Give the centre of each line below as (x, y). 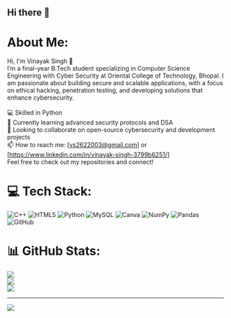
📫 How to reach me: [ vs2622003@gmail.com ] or (77, 145)
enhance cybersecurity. (41, 98)
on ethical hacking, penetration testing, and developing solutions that (105, 91)
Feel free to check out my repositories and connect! (80, 162)
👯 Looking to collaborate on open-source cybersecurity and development (111, 130)
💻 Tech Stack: (49, 191)
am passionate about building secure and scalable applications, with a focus (115, 83)
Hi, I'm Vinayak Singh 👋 (40, 61)
